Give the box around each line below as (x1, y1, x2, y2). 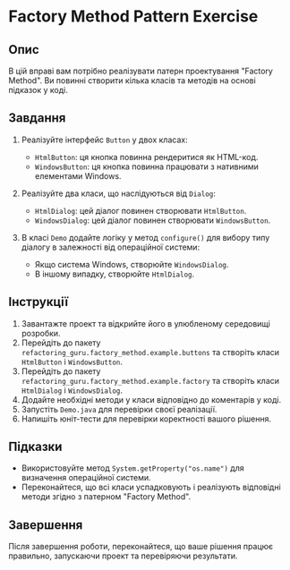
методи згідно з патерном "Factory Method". (21, 491, 192, 502)
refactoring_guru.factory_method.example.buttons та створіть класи (21, 346, 279, 357)
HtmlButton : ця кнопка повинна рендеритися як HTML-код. (34, 151, 259, 162)
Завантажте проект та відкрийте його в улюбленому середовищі (21, 318, 270, 328)
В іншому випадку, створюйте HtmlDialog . (34, 268, 195, 279)
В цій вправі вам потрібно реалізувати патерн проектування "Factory (8, 65, 274, 76)
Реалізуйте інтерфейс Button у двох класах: (21, 134, 189, 145)
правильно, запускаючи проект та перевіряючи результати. (8, 550, 238, 561)
